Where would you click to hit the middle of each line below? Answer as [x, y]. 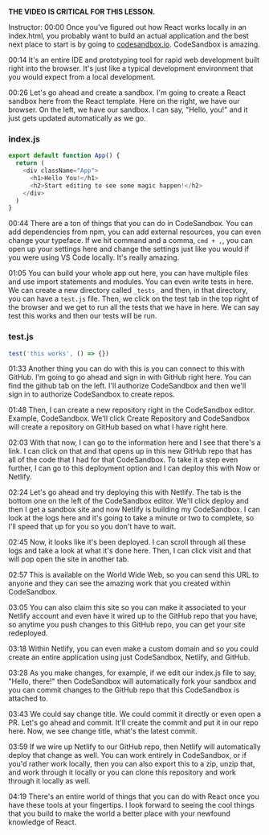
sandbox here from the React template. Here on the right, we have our [124, 101]
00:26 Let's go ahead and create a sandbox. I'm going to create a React [127, 93]
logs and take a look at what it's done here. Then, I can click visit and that [130, 551]
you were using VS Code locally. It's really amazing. [94, 257]
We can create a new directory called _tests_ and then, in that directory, [128, 290]
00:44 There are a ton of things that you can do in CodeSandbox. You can [130, 224]
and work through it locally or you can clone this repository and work [122, 772]
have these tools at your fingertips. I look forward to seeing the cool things [132, 805]
